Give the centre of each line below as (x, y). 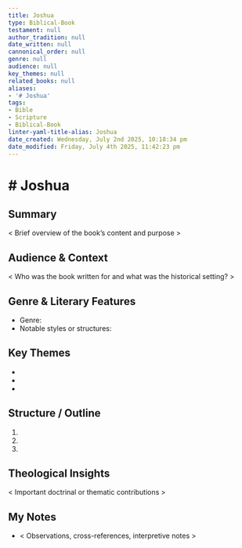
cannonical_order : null (47, 52)
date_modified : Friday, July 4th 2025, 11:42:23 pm (94, 147)
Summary (33, 214)
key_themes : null (36, 74)
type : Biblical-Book (42, 23)
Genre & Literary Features (72, 301)
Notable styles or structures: (65, 328)
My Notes (33, 517)
